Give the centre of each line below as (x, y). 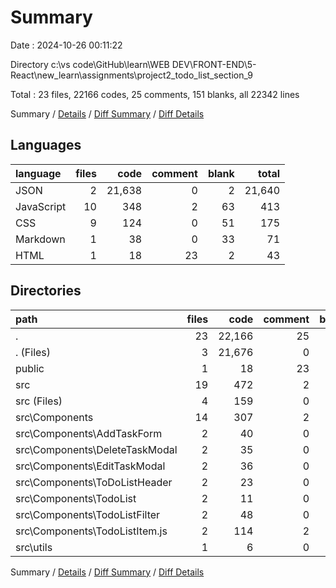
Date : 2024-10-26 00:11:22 (66, 45)
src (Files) (39, 401)
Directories (46, 291)
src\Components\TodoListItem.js (91, 531)
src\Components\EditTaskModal (90, 466)
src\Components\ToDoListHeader (94, 482)
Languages (46, 145)
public (30, 368)
